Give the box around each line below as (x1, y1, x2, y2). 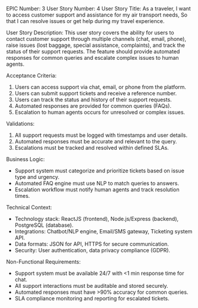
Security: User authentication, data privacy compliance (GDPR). (14, 247, 171, 254)
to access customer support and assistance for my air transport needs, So (6, 11, 188, 18)
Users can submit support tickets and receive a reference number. (14, 90, 177, 97)
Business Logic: (6, 156, 45, 162)
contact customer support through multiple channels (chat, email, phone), (6, 36, 187, 42)
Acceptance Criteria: (6, 72, 57, 79)
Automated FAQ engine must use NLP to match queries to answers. (14, 180, 180, 187)
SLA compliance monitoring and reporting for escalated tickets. (14, 295, 170, 301)
